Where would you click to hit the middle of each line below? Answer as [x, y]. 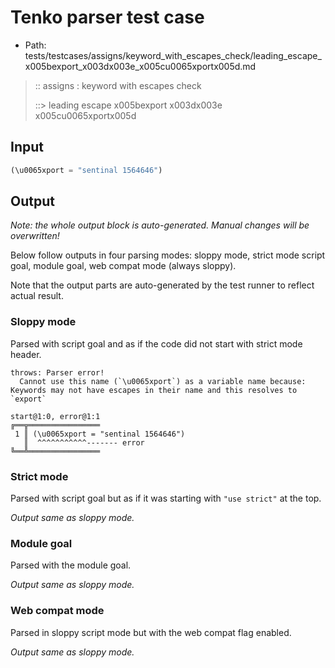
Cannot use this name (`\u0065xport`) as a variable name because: [163, 381]
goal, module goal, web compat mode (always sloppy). [123, 266]
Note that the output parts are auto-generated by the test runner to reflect [162, 285]
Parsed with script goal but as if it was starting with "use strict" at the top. [166, 498]
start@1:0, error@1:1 [55, 416]
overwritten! [35, 236]
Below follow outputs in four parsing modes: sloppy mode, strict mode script [168, 255]
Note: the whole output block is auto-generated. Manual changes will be [160, 225]
